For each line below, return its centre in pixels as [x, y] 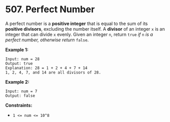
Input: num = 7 [21, 91]
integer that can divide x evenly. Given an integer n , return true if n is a [79, 34]
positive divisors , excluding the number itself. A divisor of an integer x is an [85, 29]
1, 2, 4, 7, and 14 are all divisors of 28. [53, 72]
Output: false [20, 95]
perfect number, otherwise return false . [47, 40]
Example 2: [17, 82]
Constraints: [19, 105]
